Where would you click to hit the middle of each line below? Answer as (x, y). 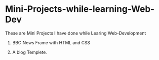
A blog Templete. (30, 52)
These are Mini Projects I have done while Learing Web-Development (76, 33)
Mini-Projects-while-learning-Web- (80, 9)
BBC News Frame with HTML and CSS (51, 42)
